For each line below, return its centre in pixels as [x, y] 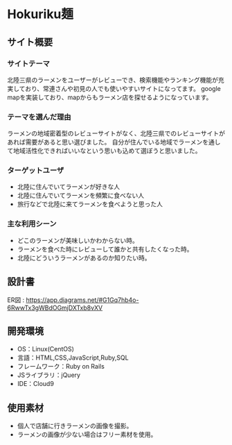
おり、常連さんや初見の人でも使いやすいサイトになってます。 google [123, 88]
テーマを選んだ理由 [39, 117]
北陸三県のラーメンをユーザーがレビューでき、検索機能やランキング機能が [113, 80]
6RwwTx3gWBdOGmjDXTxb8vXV [55, 308]
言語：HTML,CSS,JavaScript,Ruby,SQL [73, 358]
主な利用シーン [32, 224]
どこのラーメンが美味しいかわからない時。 [78, 240]
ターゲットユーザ [36, 171]
